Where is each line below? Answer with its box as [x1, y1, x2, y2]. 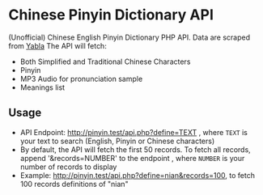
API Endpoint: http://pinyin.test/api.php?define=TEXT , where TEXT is [19, 127, 248, 137]
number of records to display [19, 162, 117, 172]
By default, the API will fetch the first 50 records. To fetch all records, [19, 144, 251, 155]
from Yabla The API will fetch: [8, 40, 107, 50]
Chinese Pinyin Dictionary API [8, 6, 214, 24]
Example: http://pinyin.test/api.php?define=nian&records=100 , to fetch [19, 170, 255, 180]
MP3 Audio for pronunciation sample [19, 74, 143, 83]
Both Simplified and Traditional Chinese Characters [19, 57, 191, 66]
